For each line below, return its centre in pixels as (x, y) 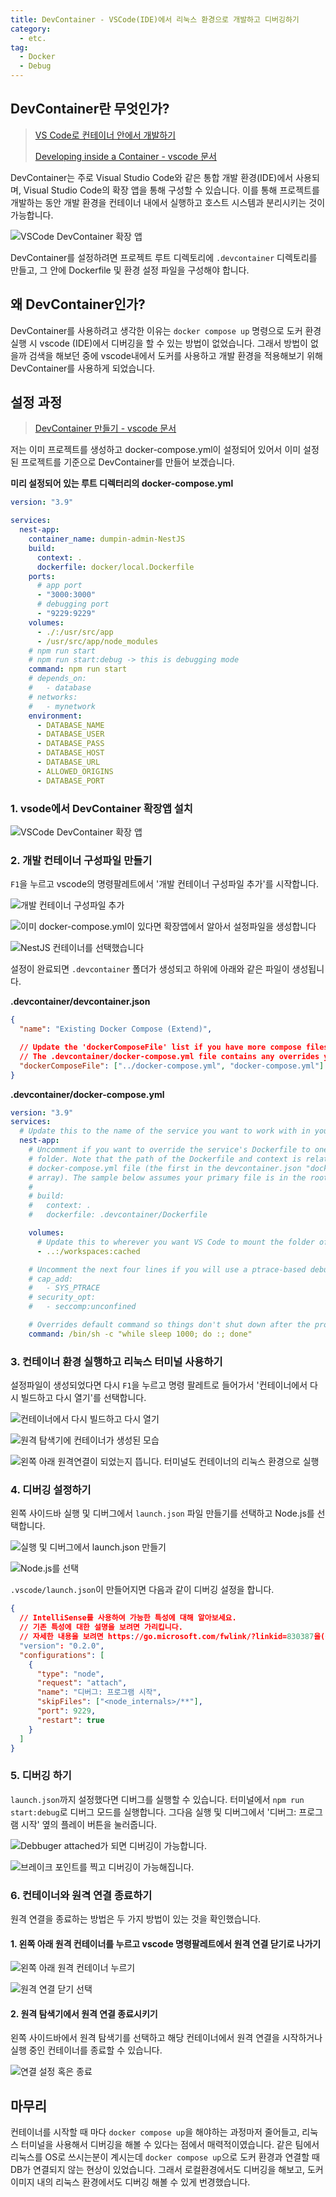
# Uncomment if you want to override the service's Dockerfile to (169, 1150)
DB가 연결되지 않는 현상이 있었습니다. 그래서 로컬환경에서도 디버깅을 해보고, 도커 (167, 2170)
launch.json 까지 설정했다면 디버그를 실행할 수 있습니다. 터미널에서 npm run (157, 1799)
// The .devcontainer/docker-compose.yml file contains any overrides (169, 1056)
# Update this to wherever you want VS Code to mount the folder (175, 1242)
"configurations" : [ (62, 1655)
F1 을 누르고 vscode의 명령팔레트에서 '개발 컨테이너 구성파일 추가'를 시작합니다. (165, 884)
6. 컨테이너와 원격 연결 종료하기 (81, 1895)
